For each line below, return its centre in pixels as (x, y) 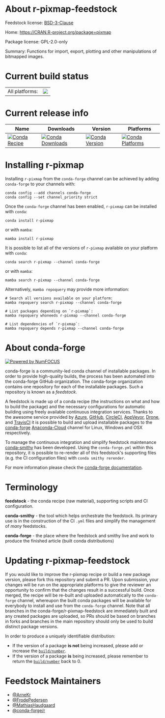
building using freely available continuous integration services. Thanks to (79, 412)
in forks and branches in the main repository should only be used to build (79, 621)
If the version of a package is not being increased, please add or (78, 645)
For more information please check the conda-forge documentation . (74, 467)
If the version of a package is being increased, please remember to (80, 656)
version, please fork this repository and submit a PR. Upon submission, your (82, 579)
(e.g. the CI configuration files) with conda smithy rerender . (65, 458)
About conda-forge (45, 348)
